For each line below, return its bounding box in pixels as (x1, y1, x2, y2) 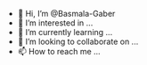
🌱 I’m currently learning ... (17, 27, 113, 37)
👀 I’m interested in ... (17, 18, 94, 28)
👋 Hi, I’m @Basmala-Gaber (17, 9, 116, 18)
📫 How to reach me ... (17, 47, 101, 56)
